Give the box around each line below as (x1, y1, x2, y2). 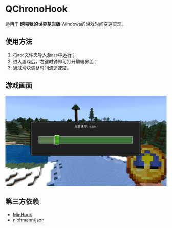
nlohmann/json (12, 217, 45, 223)
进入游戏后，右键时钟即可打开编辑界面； (12, 58, 98, 64)
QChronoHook (5, 3, 68, 15)
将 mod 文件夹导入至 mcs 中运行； (12, 52, 76, 58)
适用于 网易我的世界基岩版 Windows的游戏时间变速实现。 (5, 21, 126, 27)
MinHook (12, 211, 32, 217)
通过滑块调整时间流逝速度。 (12, 65, 72, 71)
